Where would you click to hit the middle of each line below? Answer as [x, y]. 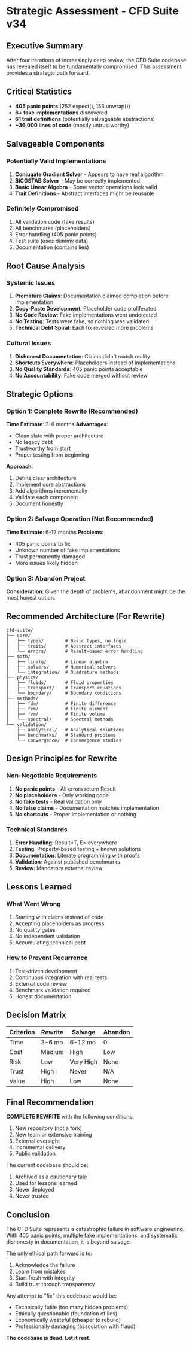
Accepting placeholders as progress [60, 923]
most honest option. [31, 598]
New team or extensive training [53, 1135]
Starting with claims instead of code [59, 917]
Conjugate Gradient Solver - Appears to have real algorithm [89, 174]
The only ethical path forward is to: [49, 1254]
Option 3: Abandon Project [46, 578]
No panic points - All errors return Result [65, 789]
